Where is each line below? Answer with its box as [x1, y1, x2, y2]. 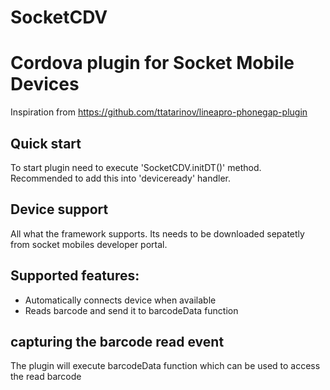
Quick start [10, 135, 82, 152]
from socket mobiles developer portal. [10, 238, 168, 250]
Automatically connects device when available [24, 294, 217, 306]
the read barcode [10, 371, 82, 383]
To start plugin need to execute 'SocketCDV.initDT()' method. [10, 161, 262, 173]
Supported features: [10, 267, 140, 285]
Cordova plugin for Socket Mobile [10, 52, 295, 75]
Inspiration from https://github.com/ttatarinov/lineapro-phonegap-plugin [10, 106, 308, 118]
